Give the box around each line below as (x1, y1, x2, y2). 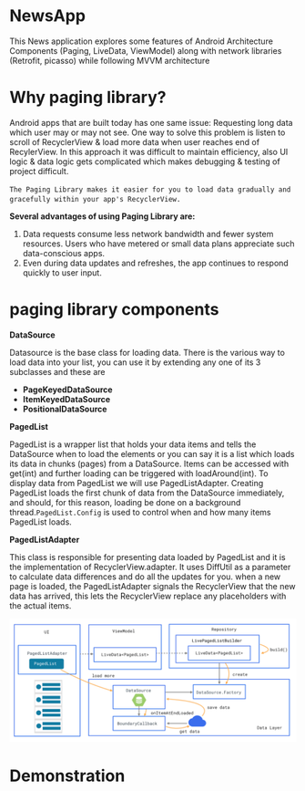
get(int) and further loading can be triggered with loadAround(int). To (9, 467, 269, 479)
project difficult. (9, 165, 69, 176)
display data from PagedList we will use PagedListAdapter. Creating (9, 477, 264, 488)
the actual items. (9, 599, 72, 611)
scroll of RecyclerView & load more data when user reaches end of (9, 136, 260, 147)
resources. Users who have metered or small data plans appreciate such (22, 238, 295, 249)
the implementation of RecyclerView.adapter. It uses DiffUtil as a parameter (9, 561, 291, 572)
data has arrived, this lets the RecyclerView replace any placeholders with (9, 590, 287, 601)
